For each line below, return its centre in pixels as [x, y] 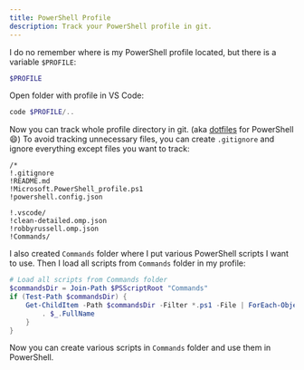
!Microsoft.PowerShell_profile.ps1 [76, 190]
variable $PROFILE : [43, 62]
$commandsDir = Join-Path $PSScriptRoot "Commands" [109, 288]
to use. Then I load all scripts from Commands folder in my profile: [128, 263]
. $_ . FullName [68, 314]
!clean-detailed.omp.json [58, 221]
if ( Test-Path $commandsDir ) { [68, 297]
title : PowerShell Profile [60, 18]
